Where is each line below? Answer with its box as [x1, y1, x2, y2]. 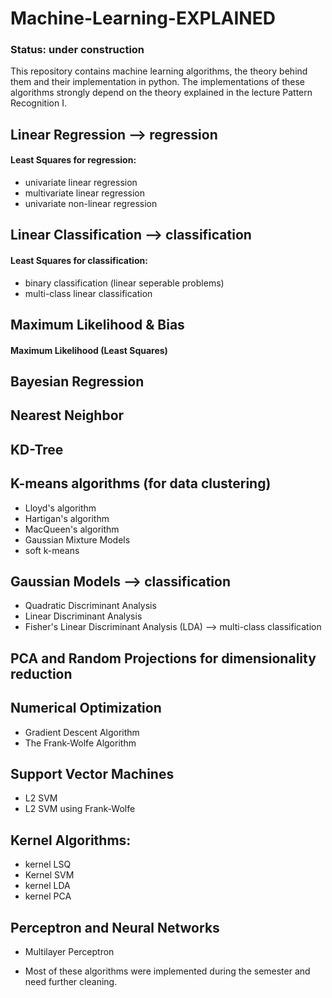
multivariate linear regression [24, 187, 146, 199]
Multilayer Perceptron [24, 946, 115, 958]
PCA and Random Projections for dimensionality [10, 650, 317, 667]
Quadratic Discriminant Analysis [24, 600, 157, 612]
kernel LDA [24, 880, 71, 892]
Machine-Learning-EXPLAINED [10, 7, 276, 30]
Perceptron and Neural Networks [10, 919, 220, 936]
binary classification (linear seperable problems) [24, 277, 225, 289]
